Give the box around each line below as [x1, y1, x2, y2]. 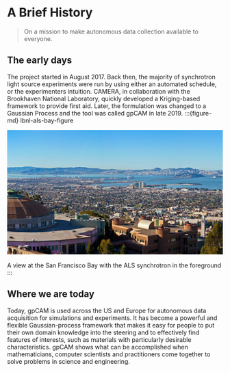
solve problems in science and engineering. [7, 357, 130, 365]
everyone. [23, 34, 53, 42]
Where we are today [7, 289, 94, 300]
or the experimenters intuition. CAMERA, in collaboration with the [7, 87, 190, 95]
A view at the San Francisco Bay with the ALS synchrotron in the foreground [7, 261, 222, 269]
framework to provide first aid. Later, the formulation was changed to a [7, 101, 207, 110]
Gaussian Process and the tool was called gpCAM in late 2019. [7, 109, 183, 117]
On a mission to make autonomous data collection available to [23, 27, 199, 36]
